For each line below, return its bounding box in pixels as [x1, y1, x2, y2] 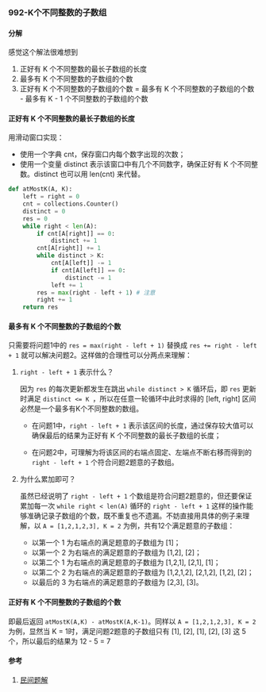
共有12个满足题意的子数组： [144, 521, 235, 531]
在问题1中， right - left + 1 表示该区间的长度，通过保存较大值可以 [31, 421, 254, 430]
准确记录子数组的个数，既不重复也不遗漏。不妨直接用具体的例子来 [26, 511, 243, 521]
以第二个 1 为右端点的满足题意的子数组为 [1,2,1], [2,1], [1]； [31, 558, 221, 567]
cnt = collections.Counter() [22, 200, 119, 208]
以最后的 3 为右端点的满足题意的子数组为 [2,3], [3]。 [31, 578, 203, 587]
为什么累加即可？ [19, 475, 76, 484]
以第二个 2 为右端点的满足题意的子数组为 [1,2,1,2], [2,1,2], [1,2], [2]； [31, 567, 254, 577]
